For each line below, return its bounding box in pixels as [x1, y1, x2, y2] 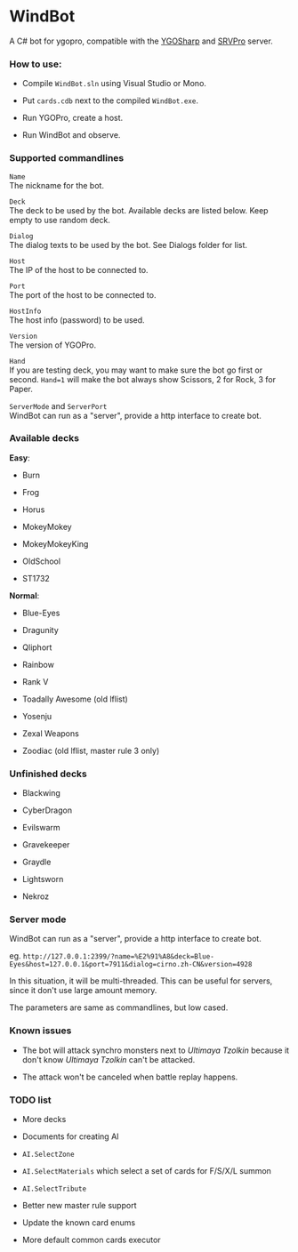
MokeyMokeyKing [21, 538, 89, 549]
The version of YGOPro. [9, 340, 96, 350]
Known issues [9, 1024, 72, 1037]
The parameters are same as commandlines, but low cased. [9, 1002, 229, 1013]
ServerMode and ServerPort [9, 400, 108, 411]
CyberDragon [21, 805, 73, 815]
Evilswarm [21, 823, 60, 833]
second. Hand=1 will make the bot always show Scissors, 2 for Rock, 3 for [9, 373, 276, 384]
